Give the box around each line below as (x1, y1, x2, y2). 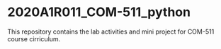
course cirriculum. (7, 34, 61, 43)
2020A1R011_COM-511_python (7, 4, 191, 20)
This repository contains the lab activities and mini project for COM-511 (7, 27, 215, 36)
